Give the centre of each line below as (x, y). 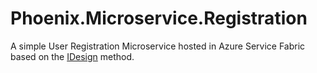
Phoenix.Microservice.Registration (159, 18)
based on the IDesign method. (72, 56)
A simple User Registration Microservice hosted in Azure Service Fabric (158, 46)
